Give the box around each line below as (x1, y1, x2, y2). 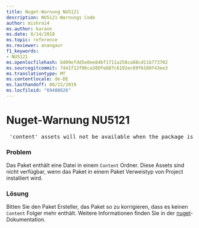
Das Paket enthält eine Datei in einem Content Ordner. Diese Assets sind (6, 162, 185, 169)
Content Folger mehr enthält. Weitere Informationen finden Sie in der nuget (6, 209, 191, 217)
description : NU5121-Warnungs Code (6, 14, 96, 21)
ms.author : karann (6, 25, 52, 32)
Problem (6, 148, 32, 156)
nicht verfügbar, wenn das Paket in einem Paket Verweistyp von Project (6, 168, 183, 176)
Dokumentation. (6, 216, 46, 223)
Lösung (6, 189, 29, 198)
